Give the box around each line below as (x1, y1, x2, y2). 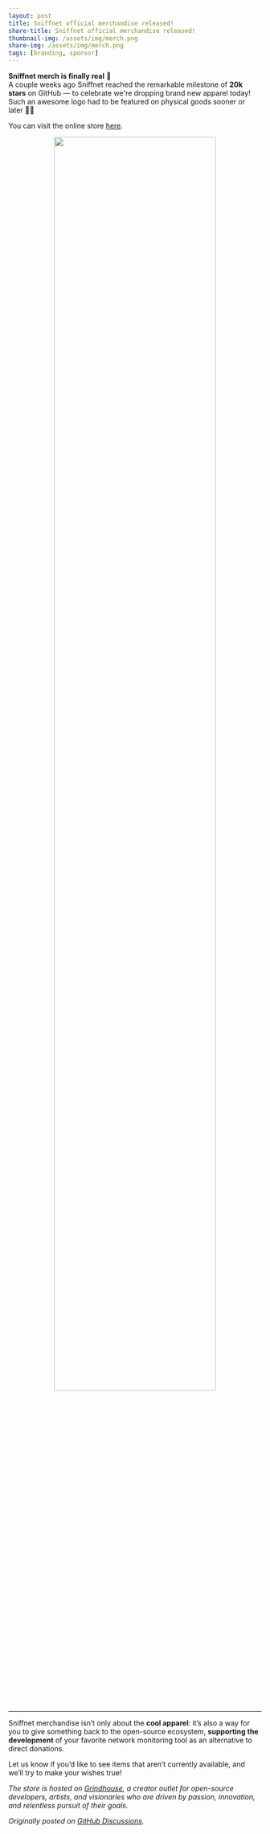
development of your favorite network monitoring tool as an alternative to (8, 1735, 253, 1745)
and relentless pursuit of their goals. (8, 1801, 129, 1810)
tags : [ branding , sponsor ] (8, 49, 99, 57)
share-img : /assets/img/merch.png (8, 42, 125, 50)
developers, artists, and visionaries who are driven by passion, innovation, (8, 1792, 256, 1801)
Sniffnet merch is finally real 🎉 (8, 72, 112, 80)
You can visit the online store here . (8, 121, 123, 130)
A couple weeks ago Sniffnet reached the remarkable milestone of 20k (8, 80, 243, 89)
